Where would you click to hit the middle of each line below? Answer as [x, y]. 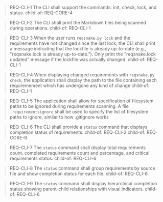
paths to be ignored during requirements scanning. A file [69, 106]
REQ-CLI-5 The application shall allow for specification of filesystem [81, 101]
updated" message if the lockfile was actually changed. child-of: [78, 60]
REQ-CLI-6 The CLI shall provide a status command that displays [78, 127]
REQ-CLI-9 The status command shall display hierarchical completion [83, 183]
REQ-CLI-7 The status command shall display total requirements [78, 148]
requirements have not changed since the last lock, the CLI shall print [83, 43]
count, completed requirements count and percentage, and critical [79, 153]
